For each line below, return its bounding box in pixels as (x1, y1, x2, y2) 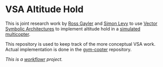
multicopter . (5, 31, 31, 37)
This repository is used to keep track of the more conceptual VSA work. (5, 41, 156, 47)
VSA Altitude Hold (5, 4, 84, 15)
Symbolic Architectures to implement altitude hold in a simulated (5, 25, 141, 31)
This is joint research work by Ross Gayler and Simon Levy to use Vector (5, 20, 158, 26)
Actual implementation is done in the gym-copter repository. (5, 46, 132, 52)
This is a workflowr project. (5, 56, 63, 62)
